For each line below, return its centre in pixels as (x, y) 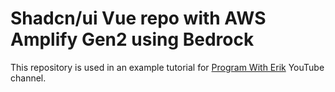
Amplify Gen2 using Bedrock (132, 39)
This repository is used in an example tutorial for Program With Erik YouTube (167, 67)
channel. (28, 78)
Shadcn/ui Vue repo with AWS (138, 18)
